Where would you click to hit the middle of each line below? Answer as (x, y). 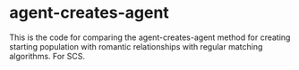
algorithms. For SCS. (47, 56)
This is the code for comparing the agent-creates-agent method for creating (150, 37)
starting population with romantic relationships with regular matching (136, 46)
